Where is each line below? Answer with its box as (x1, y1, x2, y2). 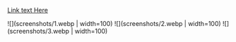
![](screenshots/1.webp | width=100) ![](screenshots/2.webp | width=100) (7, 20, 221, 27)
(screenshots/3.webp (7, 27, 69, 35)
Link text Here (7, 6, 48, 14)
